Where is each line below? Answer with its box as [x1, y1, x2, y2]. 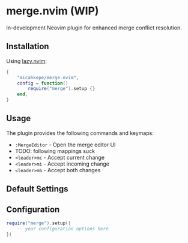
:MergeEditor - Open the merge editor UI [14, 141, 116, 148]
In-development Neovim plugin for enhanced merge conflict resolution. [6, 24, 182, 31]
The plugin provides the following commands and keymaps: [6, 129, 154, 136]
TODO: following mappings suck [14, 147, 95, 154]
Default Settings [6, 184, 68, 194]
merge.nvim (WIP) [6, 4, 99, 18]
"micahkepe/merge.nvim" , [17, 74, 79, 80]
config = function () [17, 80, 68, 86]
